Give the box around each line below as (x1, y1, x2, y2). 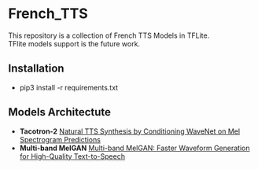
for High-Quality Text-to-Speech (19, 151, 126, 161)
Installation (8, 62, 64, 75)
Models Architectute (8, 105, 112, 119)
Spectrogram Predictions (19, 134, 101, 144)
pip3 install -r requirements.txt (19, 83, 119, 92)
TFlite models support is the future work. (8, 39, 140, 48)
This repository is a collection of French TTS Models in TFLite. (8, 31, 210, 40)
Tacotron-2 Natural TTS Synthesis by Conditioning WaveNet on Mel (19, 127, 241, 136)
